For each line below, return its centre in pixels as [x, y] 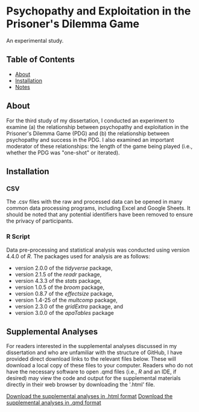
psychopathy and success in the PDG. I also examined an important [90, 139]
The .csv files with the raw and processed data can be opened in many [94, 202]
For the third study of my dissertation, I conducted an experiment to [90, 120]
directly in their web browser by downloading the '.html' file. [81, 385]
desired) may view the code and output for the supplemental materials [93, 378]
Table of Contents [41, 59]
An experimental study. [35, 40]
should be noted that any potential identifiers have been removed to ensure [100, 215]
